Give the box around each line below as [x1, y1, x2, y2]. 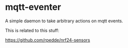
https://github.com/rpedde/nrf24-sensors [5, 37, 90, 43]
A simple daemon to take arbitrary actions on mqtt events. [5, 18, 124, 24]
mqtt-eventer [5, 1, 61, 13]
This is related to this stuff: [5, 27, 59, 33]
